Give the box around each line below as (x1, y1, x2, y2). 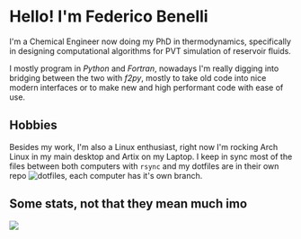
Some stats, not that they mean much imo (9, 196, 248, 212)
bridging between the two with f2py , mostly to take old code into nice (9, 72, 267, 83)
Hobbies (9, 118, 58, 133)
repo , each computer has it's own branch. (9, 170, 203, 181)
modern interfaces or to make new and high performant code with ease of (9, 82, 284, 93)
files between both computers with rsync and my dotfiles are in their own (9, 160, 279, 172)
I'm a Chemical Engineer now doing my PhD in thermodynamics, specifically (9, 36, 292, 47)
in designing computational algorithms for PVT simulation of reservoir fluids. (9, 45, 292, 56)
